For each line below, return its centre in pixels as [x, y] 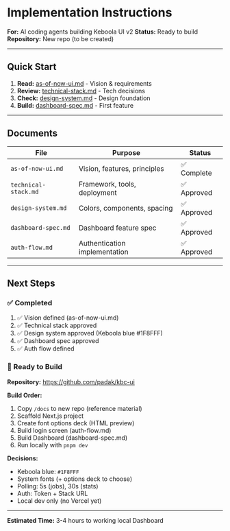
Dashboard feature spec [117, 228]
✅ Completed [30, 303]
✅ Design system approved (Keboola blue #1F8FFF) [90, 333]
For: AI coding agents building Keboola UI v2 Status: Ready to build [103, 32]
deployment [98, 192]
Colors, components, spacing [126, 208]
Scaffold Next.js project [50, 416]
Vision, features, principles [121, 168]
